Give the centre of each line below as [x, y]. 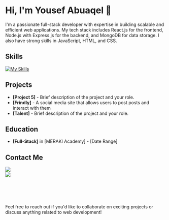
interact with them [31, 108]
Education [22, 129]
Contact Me [24, 157]
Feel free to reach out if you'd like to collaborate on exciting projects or [79, 207]
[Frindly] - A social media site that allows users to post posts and [81, 102]
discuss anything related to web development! [54, 212]
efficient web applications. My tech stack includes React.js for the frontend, [84, 29]
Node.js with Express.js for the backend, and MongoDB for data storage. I [82, 35]
